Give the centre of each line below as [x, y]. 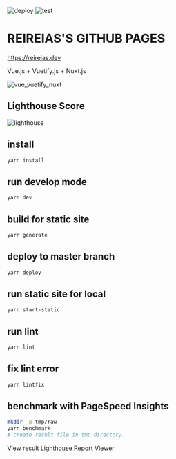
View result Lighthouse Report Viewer [61, 448]
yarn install [26, 160]
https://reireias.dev [34, 57]
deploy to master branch [61, 256]
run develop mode [47, 182]
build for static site [48, 219]
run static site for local [56, 294]
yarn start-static [33, 310]
